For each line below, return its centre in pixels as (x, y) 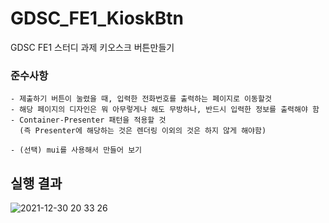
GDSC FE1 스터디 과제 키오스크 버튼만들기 (92, 47)
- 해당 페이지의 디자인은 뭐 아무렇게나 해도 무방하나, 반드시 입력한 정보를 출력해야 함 (165, 110)
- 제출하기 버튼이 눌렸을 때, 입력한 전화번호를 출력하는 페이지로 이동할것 (141, 99)
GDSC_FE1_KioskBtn (97, 18)
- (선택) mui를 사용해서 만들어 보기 (76, 150)
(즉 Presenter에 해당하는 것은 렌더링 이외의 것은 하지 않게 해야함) (143, 131)
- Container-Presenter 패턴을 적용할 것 (88, 120)
